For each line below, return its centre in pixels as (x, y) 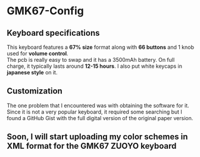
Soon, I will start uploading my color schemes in (97, 137)
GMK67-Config (45, 11)
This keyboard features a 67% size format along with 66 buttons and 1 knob (100, 47)
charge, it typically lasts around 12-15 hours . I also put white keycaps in (95, 66)
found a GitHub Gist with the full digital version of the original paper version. (100, 118)
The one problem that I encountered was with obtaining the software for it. (98, 105)
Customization (35, 91)
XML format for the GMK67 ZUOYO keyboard (92, 146)
